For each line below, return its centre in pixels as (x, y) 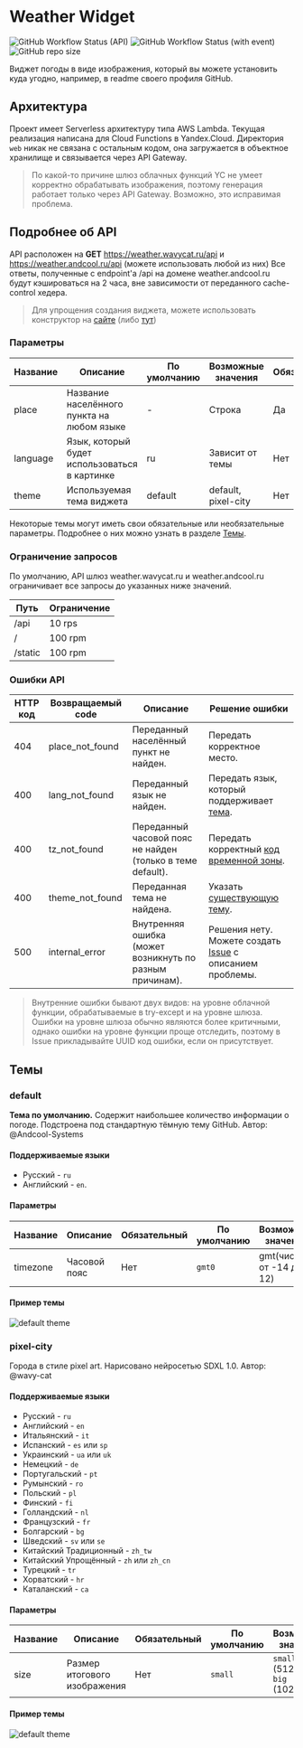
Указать (226, 887)
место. (224, 758)
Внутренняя (158, 924)
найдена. (152, 909)
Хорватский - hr (53, 1580)
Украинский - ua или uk (67, 1455)
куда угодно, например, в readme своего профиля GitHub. (121, 78)
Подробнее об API (63, 232)
